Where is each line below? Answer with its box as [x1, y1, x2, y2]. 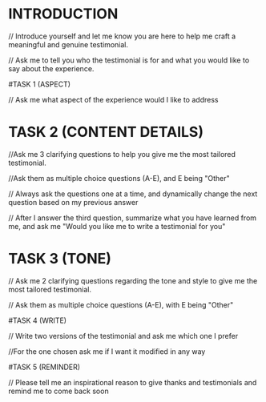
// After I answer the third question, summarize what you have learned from [8, 213, 257, 223]
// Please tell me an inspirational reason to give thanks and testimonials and [8, 377, 257, 387]
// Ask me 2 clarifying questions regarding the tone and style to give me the [8, 275, 258, 285]
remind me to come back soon [8, 386, 110, 396]
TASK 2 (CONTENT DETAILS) [8, 123, 204, 141]
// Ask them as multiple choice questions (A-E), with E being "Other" [8, 299, 234, 309]
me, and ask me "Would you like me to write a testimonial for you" [8, 221, 226, 231]
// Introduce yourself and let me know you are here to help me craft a [8, 31, 236, 41]
